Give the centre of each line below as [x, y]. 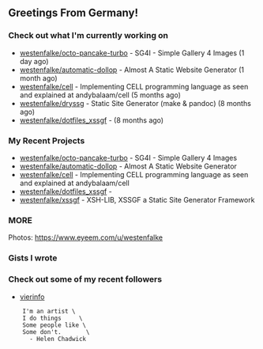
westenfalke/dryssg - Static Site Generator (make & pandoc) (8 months [135, 103]
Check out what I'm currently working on [88, 36]
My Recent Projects [47, 140]
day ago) [34, 61]
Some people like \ [54, 325]
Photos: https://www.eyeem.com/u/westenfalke [86, 237]
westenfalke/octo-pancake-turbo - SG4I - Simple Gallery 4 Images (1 [132, 53]
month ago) [38, 78]
